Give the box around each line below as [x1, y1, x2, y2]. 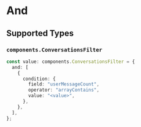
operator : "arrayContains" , [28, 87, 99, 93]
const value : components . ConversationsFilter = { [6, 59, 136, 65]
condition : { [22, 76, 56, 82]
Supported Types [6, 28, 74, 38]
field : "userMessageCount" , [28, 81, 99, 87]
